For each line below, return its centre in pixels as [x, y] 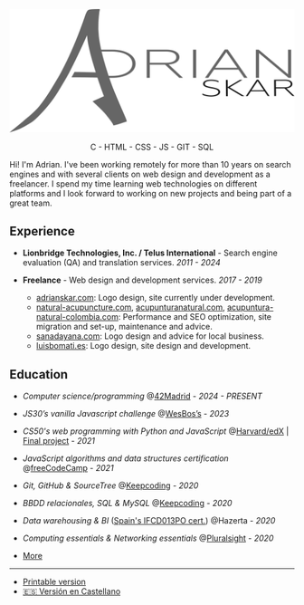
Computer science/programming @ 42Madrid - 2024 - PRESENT [142, 396]
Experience [42, 231]
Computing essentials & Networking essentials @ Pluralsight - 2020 [148, 538]
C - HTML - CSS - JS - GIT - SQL [152, 147]
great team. [31, 203]
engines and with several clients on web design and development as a [140, 174]
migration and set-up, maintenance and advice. [124, 327]
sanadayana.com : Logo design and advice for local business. [150, 336]
